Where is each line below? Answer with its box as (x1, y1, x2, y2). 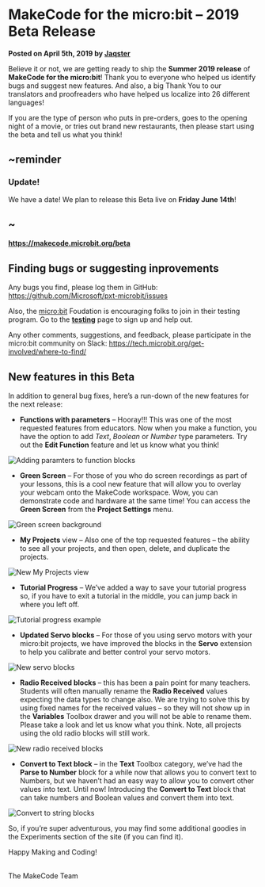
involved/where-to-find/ (8, 347, 87, 357)
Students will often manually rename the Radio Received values (19, 686, 228, 696)
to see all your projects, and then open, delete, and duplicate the (19, 544, 231, 553)
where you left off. (19, 600, 80, 610)
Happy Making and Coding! (8, 847, 97, 857)
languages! (8, 97, 45, 107)
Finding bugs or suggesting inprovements (8, 262, 219, 275)
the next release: (8, 400, 63, 409)
